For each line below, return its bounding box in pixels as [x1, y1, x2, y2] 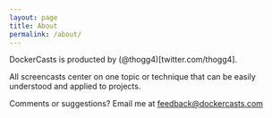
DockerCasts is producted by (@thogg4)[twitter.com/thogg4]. [9, 55, 238, 65]
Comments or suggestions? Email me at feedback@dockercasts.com [9, 98, 264, 109]
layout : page [9, 13, 58, 22]
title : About [9, 21, 58, 30]
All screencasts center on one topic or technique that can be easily [9, 72, 257, 82]
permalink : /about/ [9, 29, 82, 38]
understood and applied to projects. [9, 81, 141, 92]
